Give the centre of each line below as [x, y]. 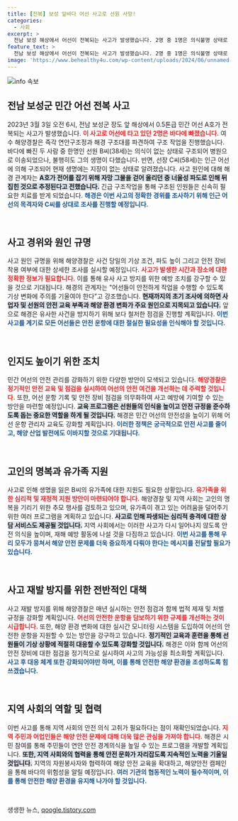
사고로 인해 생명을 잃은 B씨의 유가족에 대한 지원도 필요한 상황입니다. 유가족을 [113, 490]
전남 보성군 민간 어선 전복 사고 [69, 106]
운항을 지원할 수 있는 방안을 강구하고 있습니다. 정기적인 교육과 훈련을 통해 [121, 635]
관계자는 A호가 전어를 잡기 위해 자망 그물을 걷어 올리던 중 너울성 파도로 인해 [117, 178]
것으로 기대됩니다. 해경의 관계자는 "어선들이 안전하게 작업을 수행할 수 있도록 [119, 288]
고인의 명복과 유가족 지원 [58, 471]
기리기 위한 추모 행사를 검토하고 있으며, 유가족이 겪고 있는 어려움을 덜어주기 [124, 507]
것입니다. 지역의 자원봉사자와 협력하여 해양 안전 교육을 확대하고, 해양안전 [108, 763]
